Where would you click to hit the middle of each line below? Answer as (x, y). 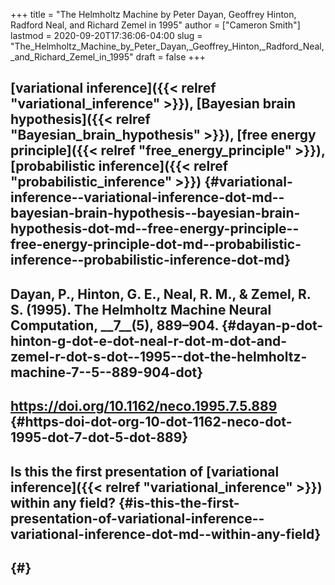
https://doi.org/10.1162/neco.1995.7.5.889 (144, 406)
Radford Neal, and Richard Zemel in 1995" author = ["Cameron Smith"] (155, 25)
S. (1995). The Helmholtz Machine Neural (141, 309)
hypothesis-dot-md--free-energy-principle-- (155, 229)
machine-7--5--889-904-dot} (107, 372)
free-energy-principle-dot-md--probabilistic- (156, 244)
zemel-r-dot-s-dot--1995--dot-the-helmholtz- (159, 356)
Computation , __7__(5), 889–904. (114, 325)
